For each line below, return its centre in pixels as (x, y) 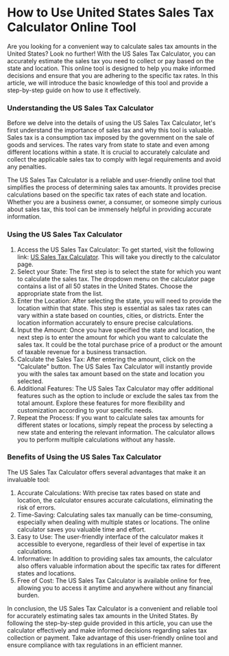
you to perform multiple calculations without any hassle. (96, 439)
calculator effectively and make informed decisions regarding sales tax (107, 630)
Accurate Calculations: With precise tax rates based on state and (109, 492)
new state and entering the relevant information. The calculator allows (116, 432)
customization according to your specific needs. (85, 410)
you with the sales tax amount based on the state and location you (111, 373)
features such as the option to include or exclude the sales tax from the (118, 395)
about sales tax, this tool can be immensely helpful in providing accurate (109, 209)
